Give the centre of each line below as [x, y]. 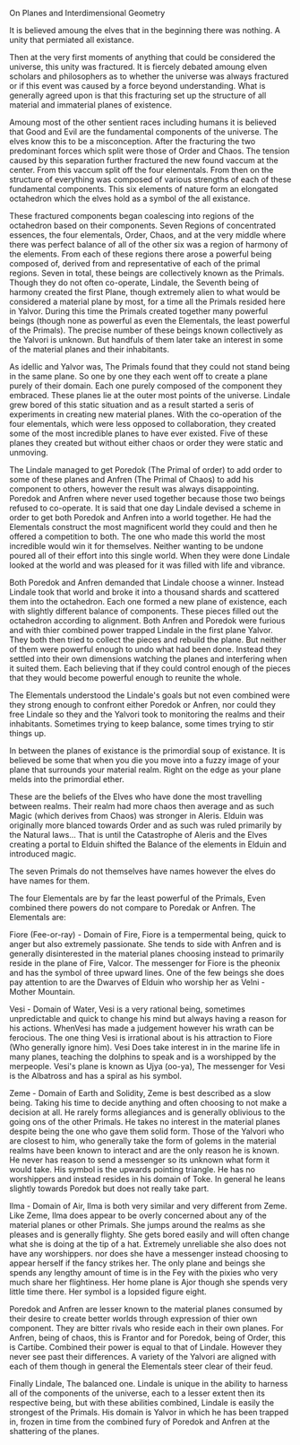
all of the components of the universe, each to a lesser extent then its [137, 1393]
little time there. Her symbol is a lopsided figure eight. [108, 1292]
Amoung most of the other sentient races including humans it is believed [143, 122]
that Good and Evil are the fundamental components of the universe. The [144, 132]
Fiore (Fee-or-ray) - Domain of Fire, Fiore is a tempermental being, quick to [148, 935]
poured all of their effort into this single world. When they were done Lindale [150, 556]
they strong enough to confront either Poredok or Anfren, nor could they [142, 705]
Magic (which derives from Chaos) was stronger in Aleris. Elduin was [137, 816]
